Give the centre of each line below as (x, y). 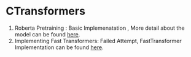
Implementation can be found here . (59, 47)
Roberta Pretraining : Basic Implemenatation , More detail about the (99, 28)
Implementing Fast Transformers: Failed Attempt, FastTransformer (98, 41)
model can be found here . (47, 34)
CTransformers (45, 11)
